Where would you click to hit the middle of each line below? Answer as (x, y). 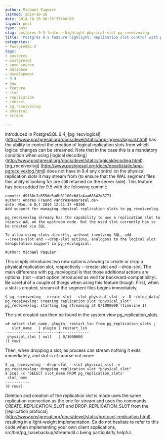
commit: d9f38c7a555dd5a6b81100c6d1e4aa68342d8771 (58, 196)
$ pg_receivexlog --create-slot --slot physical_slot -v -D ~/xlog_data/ (83, 297)
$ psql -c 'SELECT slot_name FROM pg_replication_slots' (65, 373)
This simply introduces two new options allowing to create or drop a (74, 261)
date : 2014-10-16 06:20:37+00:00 (40, 19)
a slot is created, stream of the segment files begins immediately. (71, 287)
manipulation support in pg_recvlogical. (48, 243)
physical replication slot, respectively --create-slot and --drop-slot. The (78, 267)
